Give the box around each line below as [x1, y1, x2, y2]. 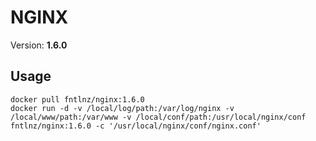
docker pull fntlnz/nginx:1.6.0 [10, 94, 145, 105]
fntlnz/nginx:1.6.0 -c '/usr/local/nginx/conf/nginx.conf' [10, 121, 262, 131]
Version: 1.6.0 [10, 39, 68, 51]
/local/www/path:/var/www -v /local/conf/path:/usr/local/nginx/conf [10, 112, 307, 122]
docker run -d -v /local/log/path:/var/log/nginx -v [10, 103, 235, 113]
